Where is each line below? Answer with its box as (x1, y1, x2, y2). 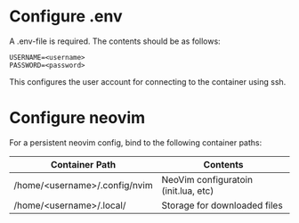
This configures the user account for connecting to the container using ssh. (9, 76, 287, 87)
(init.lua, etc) (161, 185, 214, 197)
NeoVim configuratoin (161, 173, 254, 186)
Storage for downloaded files (161, 199, 283, 211)
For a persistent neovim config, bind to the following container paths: (9, 136, 263, 148)
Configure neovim (9, 108, 146, 128)
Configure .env (9, 6, 123, 27)
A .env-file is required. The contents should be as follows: (9, 36, 221, 46)
